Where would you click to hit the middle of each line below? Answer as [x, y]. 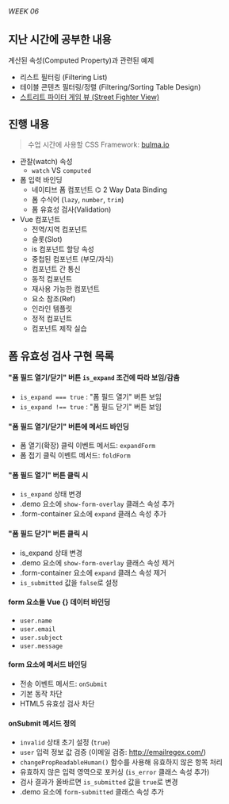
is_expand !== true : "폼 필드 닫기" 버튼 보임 [91, 407]
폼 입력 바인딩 [41, 180]
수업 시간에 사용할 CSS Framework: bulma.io [98, 145]
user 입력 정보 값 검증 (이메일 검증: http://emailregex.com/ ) [113, 752]
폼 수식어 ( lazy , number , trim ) [78, 200]
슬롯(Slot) [47, 239]
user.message [41, 646]
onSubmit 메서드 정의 [42, 723]
